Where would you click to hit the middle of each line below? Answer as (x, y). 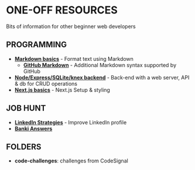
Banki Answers (33, 129)
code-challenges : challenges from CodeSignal (71, 161)
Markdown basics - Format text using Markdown (74, 58)
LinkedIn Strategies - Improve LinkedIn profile (71, 122)
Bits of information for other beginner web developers (71, 26)
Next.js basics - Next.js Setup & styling (62, 90)
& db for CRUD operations (46, 84)
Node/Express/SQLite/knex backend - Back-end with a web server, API (102, 77)
